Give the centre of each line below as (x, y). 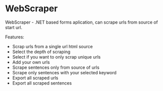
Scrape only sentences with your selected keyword (64, 72)
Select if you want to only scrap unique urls (57, 57)
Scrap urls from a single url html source (52, 46)
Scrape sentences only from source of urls (56, 67)
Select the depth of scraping (41, 52)
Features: (15, 37)
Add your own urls (31, 62)
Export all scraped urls (35, 78)
